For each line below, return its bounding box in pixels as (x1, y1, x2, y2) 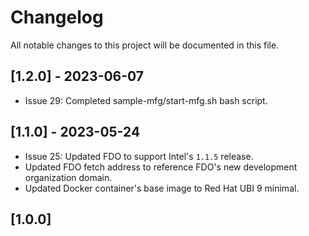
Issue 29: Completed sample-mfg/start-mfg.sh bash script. (24, 94, 268, 106)
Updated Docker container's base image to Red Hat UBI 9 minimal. (24, 182, 300, 194)
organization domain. (24, 171, 113, 183)
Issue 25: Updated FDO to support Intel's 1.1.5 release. (24, 150, 254, 162)
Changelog (10, 6, 104, 29)
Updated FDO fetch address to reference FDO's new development (24, 161, 298, 173)
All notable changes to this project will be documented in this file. (10, 39, 280, 51)
